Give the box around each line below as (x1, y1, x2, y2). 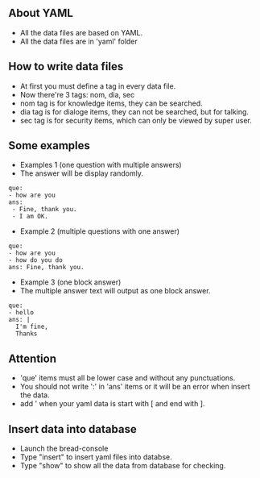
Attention (8, 351, 56, 365)
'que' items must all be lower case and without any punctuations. (19, 373, 236, 383)
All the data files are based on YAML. (19, 27, 143, 37)
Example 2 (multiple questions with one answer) (19, 227, 180, 236)
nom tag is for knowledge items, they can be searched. (19, 98, 203, 108)
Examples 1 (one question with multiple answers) (19, 160, 183, 170)
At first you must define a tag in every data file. (19, 81, 176, 91)
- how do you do (8, 256, 63, 264)
